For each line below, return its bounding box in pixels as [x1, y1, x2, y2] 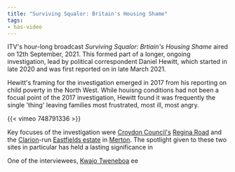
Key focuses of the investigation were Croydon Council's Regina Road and [7, 128, 222, 137]
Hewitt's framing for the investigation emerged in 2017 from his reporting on [7, 79, 227, 87]
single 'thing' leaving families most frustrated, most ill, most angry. [7, 101, 200, 110]
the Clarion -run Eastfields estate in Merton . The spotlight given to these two [7, 135, 227, 144]
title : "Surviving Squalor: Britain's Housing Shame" [7, 10, 168, 18]
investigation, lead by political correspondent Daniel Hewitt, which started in [7, 58, 227, 66]
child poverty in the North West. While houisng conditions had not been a [7, 86, 220, 95]
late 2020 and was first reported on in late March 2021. [7, 65, 166, 74]
